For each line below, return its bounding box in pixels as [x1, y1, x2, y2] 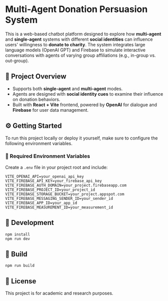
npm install [5, 232, 30, 237]
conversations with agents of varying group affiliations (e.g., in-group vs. [5, 52, 156, 58]
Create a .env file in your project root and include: [5, 164, 108, 170]
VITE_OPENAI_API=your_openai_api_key [5, 174, 84, 179]
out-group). [5, 57, 29, 63]
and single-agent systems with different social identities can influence [5, 36, 153, 42]
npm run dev [5, 236, 30, 241]
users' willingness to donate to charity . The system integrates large [5, 41, 145, 47]
